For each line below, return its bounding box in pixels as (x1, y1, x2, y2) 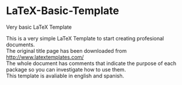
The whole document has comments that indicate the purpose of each (6, 60, 177, 67)
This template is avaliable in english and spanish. (6, 72, 124, 79)
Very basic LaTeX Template (6, 23, 72, 30)
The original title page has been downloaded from (6, 47, 127, 54)
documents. (6, 41, 35, 48)
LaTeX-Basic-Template (6, 4, 119, 18)
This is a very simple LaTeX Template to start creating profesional (6, 35, 164, 42)
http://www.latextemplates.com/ (6, 53, 84, 60)
